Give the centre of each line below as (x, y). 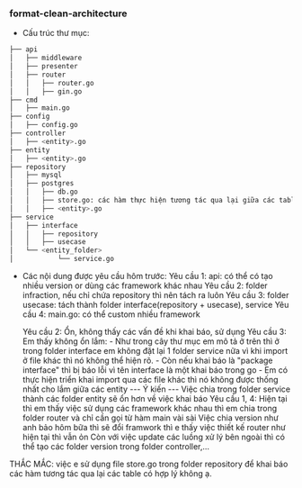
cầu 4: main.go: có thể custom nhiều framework (111, 314)
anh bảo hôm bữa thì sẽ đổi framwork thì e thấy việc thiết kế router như (154, 428)
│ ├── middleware (46, 58)
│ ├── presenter (44, 67)
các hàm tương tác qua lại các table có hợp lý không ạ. (111, 474)
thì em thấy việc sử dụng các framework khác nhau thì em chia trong (150, 409)
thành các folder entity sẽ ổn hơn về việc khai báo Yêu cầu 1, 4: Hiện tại (155, 399)
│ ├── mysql (36, 175)
